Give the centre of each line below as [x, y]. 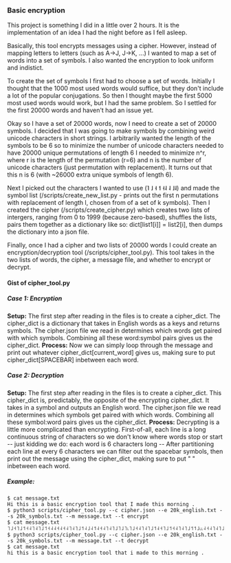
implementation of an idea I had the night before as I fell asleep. [97, 32]
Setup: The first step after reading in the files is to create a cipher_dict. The [114, 316]
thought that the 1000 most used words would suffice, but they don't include [115, 89]
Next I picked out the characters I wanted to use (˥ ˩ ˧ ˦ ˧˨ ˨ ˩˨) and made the [113, 188]
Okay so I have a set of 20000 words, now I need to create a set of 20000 [112, 124]
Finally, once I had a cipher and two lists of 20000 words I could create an [112, 245]
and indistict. [25, 68]
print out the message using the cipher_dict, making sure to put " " [101, 459]
